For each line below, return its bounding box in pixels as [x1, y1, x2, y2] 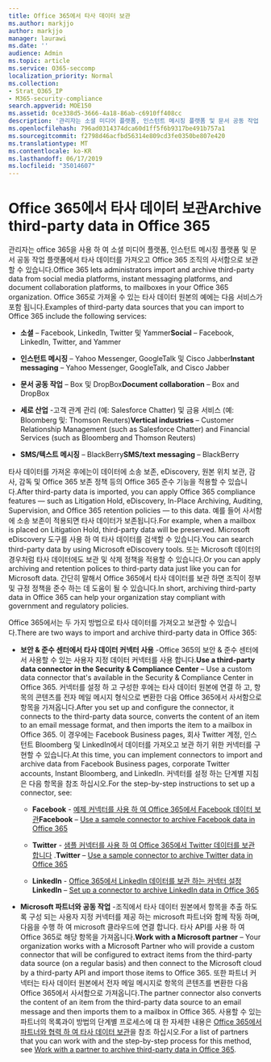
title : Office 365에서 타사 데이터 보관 [8, 11, 131, 20]
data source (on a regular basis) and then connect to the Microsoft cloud [19, 959, 262, 968]
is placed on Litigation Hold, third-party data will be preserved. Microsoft [8, 525, 250, 535]
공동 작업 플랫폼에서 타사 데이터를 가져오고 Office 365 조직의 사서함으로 [16, 255, 244, 265]
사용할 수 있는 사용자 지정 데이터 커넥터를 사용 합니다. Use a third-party [28, 655, 256, 665]
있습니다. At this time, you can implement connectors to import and [44, 750, 263, 760]
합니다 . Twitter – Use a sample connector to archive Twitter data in [31, 850, 253, 860]
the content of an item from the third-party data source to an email [19, 997, 242, 1007]
